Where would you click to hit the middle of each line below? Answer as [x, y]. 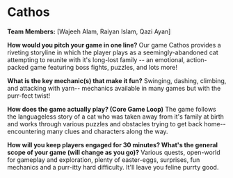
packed [18, 67]
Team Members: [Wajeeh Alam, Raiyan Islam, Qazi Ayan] [89, 31]
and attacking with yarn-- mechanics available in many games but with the [114, 88]
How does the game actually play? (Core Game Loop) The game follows [112, 109]
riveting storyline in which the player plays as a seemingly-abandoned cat [113, 52]
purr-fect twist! [29, 96]
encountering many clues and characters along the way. [88, 131]
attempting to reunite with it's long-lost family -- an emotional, [96, 59]
